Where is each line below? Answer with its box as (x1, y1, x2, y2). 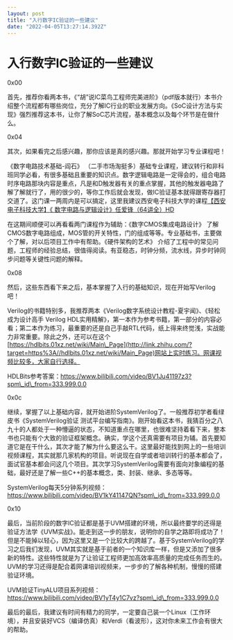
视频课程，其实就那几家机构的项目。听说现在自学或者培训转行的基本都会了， (7, 451, 226, 459)
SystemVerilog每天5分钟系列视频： (7, 484, 107, 492)
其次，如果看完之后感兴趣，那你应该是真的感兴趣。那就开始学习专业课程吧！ (7, 147, 226, 156)
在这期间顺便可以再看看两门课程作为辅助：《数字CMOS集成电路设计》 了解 (7, 220, 219, 229)
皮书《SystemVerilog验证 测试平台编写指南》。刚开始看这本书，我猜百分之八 (7, 416, 223, 425)
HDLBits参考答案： (7, 372, 61, 381)
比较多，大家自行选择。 (12, 357, 80, 366)
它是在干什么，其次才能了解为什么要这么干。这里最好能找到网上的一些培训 (12, 443, 226, 451)
